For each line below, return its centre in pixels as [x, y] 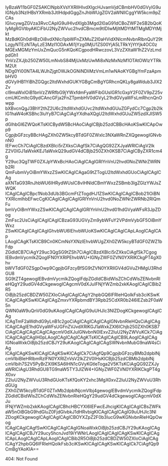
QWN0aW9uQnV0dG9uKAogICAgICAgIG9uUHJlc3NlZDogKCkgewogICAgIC [84, 311]
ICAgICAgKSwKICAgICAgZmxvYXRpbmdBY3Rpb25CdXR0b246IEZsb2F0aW [84, 300]
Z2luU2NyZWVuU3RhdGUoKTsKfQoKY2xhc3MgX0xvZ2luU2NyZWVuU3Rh [83, 380]
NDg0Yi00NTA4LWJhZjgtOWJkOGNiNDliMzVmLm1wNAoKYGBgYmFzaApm [83, 71]
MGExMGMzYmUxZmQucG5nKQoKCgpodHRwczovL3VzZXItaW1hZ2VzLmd [83, 50]
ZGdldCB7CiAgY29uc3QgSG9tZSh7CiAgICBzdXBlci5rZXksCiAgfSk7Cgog [81, 252]
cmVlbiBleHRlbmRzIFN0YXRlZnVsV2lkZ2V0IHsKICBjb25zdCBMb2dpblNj [80, 359]
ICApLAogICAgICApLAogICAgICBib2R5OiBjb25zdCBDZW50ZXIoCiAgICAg [82, 438]
